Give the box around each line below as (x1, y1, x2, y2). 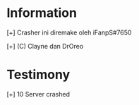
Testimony (6, 67, 71, 82)
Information (6, 5, 77, 21)
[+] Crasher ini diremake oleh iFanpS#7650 (6, 28, 132, 37)
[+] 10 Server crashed (6, 89, 71, 98)
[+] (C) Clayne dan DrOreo (6, 42, 84, 50)
